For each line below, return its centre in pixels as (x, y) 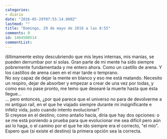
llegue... (13, 93)
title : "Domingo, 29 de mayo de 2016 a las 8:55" (58, 28)
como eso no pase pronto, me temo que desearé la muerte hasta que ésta (81, 88)
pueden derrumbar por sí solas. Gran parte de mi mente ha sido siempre (79, 62)
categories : (17, 10)
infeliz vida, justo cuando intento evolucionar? (52, 109)
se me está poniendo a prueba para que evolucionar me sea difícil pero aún (83, 120)
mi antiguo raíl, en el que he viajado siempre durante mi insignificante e (78, 104)
